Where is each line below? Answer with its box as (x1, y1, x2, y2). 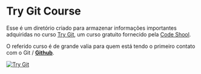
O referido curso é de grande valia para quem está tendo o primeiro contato (6, 42, 196, 50)
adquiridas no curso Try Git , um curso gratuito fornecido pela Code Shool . (6, 30, 191, 38)
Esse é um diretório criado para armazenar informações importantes (6, 24, 177, 32)
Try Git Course (6, 4, 81, 18)
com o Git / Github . (6, 49, 54, 56)
